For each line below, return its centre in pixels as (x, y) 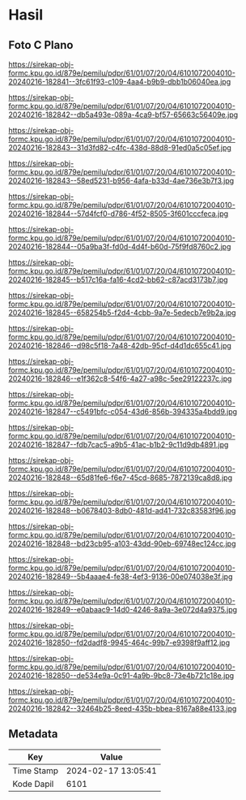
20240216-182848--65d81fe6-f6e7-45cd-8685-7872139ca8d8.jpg (121, 478)
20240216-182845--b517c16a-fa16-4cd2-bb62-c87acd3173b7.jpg (118, 279)
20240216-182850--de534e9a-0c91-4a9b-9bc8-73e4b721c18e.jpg (121, 675)
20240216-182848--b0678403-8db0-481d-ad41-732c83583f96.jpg (122, 510)
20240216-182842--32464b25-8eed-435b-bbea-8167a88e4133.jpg (123, 709)
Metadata (33, 734)
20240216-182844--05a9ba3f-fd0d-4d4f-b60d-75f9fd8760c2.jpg (120, 246)
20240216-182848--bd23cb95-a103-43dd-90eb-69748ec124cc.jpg (122, 543)
